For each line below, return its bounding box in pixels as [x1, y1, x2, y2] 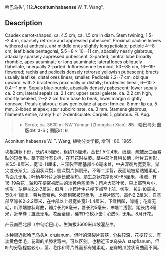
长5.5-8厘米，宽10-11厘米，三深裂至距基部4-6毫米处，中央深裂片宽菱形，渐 [5, 161, 160, 167]
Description [5, 19, 42, 27]
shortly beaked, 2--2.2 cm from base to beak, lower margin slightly [5, 95, 142, 101]
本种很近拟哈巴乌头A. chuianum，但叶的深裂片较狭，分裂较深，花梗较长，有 [5, 232, 161, 238]
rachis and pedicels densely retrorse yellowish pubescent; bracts [25, 69, 159, 75]
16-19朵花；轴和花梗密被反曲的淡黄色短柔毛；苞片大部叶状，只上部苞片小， [5, 180, 160, 186]
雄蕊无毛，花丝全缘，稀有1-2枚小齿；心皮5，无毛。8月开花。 [31, 210, 156, 217]
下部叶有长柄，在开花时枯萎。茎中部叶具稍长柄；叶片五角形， [35, 155, 162, 161]
